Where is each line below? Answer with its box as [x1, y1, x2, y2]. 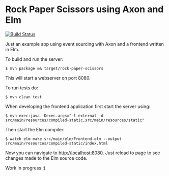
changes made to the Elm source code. [5, 155, 88, 161]
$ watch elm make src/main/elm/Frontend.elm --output [5, 136, 122, 142]
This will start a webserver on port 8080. [5, 75, 91, 81]
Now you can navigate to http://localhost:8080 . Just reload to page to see [5, 150, 160, 156]
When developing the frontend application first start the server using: [5, 103, 151, 110]
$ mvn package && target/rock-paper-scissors [5, 66, 103, 71]
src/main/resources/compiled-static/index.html [5, 140, 108, 146]
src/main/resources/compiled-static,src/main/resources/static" [5, 118, 145, 123]
